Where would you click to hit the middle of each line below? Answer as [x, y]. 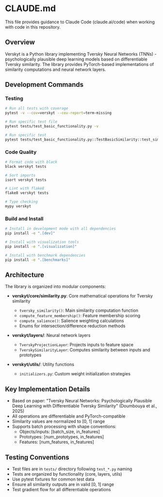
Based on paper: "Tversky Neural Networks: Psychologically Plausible [82, 401]
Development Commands [44, 85]
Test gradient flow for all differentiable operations [61, 489]
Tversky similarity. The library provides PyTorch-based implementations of [80, 64]
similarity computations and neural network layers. [56, 69]
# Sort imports [20, 175]
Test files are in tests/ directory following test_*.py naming [72, 469]
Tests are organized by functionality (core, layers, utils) [67, 474]
